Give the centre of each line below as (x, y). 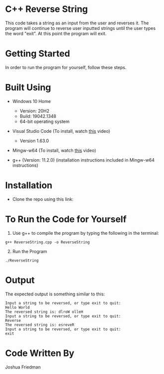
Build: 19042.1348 (38, 116)
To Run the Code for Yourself (66, 219)
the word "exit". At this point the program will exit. (56, 33)
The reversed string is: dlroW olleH (44, 312)
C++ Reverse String (46, 9)
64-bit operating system (44, 121)
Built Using (28, 88)
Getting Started (38, 54)
